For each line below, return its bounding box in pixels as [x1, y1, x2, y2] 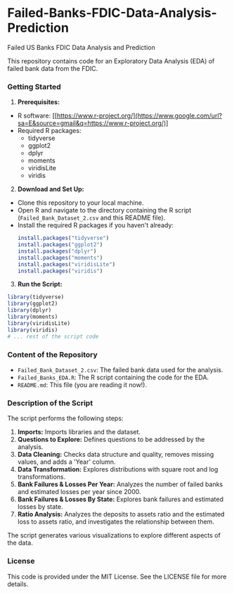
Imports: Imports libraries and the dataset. [17, 428, 141, 436]
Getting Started [7, 82, 61, 91]
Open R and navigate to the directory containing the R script [17, 206, 192, 215]
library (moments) [7, 313, 58, 321]
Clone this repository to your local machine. [17, 198, 144, 207]
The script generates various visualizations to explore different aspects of [7, 531, 221, 540]
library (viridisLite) [7, 320, 71, 327]
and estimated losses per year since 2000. [17, 488, 142, 496]
